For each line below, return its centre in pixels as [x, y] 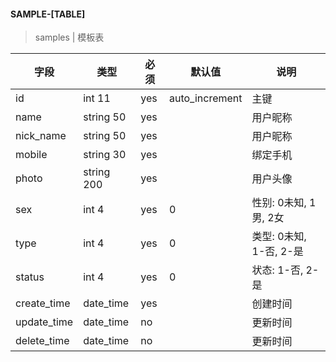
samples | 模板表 [69, 37]
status [30, 277]
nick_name [41, 136]
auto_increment [205, 98]
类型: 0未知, [279, 237]
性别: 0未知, [279, 203]
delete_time [42, 341]
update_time [44, 322]
